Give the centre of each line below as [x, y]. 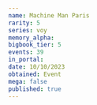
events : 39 [26, 52]
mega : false [28, 81]
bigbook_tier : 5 [35, 45]
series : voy [28, 30]
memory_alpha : [32, 37]
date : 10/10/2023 [37, 67]
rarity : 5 [24, 23]
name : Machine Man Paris [49, 15]
